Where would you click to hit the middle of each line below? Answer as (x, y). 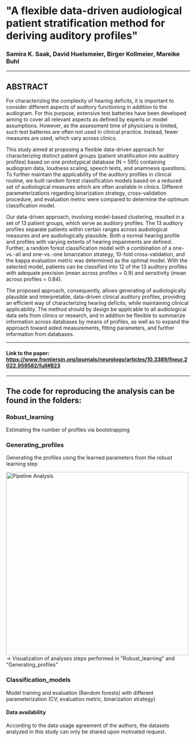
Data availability (26, 712)
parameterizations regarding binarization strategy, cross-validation (86, 193)
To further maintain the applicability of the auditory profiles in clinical (89, 175)
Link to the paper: (28, 353)
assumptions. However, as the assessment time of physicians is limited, (92, 126)
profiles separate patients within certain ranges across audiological (87, 229)
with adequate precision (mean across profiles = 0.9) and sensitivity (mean (96, 273)
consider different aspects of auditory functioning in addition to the (87, 107)
